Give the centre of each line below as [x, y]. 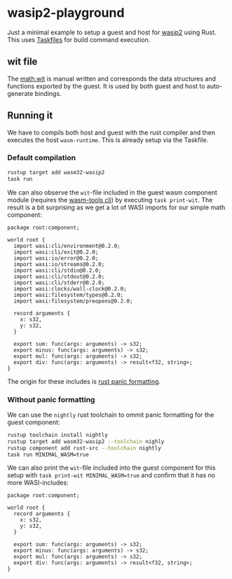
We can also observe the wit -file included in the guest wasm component [112, 192]
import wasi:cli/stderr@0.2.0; [59, 282]
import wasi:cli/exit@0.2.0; [56, 252]
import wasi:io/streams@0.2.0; [59, 264]
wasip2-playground [66, 13]
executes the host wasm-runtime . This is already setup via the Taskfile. [108, 140]
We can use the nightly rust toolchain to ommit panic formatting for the [111, 414]
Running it [30, 116]
